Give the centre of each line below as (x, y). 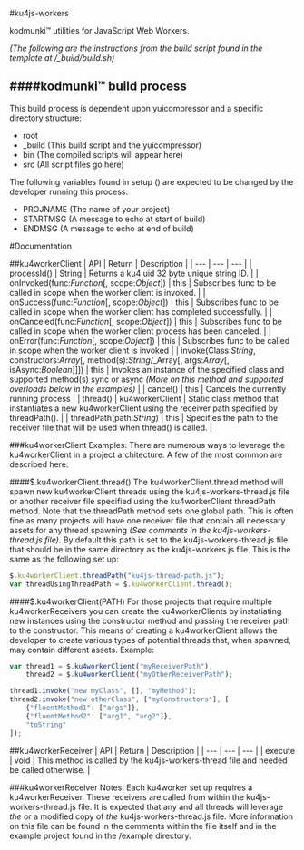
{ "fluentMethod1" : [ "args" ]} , (83, 708)
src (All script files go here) (73, 164)
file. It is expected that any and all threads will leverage (181, 806)
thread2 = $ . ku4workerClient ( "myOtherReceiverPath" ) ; (129, 675)
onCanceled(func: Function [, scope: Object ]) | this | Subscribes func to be (146, 321)
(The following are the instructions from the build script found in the (136, 48)
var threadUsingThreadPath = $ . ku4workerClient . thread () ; (121, 584)
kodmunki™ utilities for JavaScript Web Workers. (99, 30)
